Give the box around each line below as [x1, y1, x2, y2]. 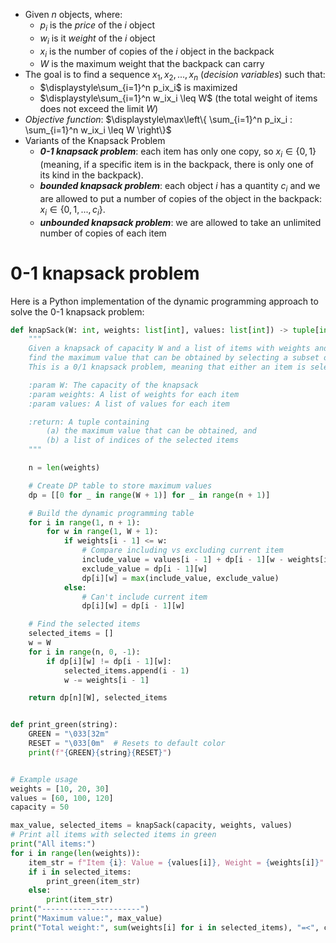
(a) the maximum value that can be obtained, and [46, 426, 257, 436]
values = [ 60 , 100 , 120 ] [10, 793, 114, 803]
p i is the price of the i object [39, 19, 155, 33]
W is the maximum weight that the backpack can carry [39, 58, 265, 70]
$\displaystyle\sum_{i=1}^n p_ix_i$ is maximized [39, 82, 238, 94]
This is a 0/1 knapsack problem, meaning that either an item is [28, 362, 307, 373]
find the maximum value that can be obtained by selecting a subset [28, 353, 320, 363]
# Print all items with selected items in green [10, 830, 217, 840]
